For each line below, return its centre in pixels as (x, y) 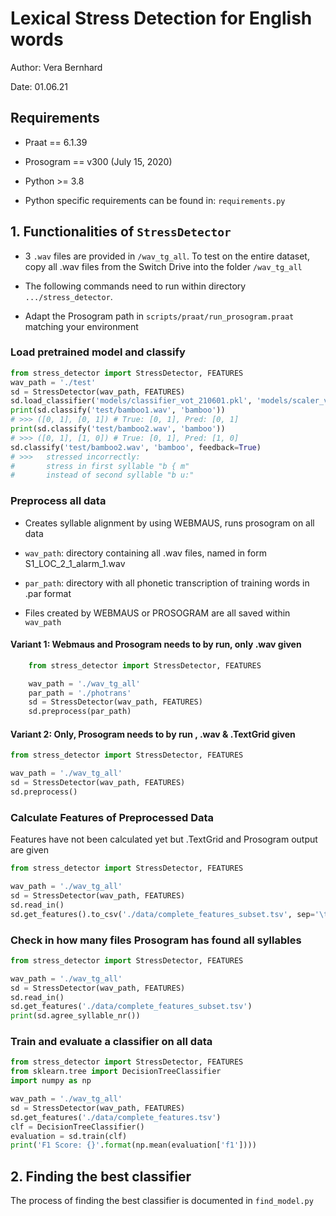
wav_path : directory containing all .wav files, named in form (145, 553)
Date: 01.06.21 (39, 86)
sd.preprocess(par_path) (80, 712)
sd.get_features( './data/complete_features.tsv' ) (116, 1117)
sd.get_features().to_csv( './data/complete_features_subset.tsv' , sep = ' (165, 914)
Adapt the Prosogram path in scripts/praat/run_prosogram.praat (159, 316)
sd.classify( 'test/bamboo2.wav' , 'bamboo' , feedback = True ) (136, 447)
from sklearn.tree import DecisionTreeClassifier (116, 1072)
